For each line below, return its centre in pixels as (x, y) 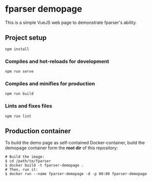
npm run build (19, 94)
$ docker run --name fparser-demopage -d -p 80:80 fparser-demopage (76, 174)
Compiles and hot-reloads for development (57, 61)
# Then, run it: (21, 170)
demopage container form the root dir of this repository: (62, 148)
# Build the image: (25, 157)
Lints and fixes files (29, 106)
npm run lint (18, 116)
